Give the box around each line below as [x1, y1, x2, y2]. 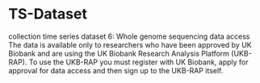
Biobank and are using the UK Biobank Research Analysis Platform [8, 48, 230, 58]
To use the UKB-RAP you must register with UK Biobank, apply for [28, 57, 249, 67]
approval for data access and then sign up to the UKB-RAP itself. [8, 65, 224, 75]
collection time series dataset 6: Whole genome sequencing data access [8, 31, 250, 41]
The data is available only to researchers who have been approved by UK [8, 39, 252, 49]
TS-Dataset [8, 5, 87, 23]
